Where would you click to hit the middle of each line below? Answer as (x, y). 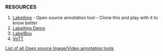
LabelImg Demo (29, 28)
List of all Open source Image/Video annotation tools (59, 49)
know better (25, 23)
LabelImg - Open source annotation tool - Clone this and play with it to (85, 18)
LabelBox (22, 34)
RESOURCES (21, 7)
